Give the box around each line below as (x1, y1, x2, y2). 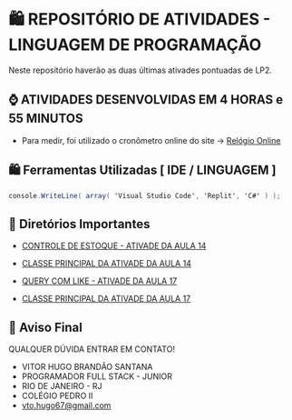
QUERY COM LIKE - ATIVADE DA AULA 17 (21, 275, 178, 286)
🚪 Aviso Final (8, 319, 83, 335)
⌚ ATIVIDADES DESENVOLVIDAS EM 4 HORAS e (8, 92, 284, 107)
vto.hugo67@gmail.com (21, 400, 112, 411)
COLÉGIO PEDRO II (21, 390, 93, 402)
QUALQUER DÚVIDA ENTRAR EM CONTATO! (8, 344, 176, 355)
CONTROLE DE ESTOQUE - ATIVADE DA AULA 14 (21, 240, 207, 252)
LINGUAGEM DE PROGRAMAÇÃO (8, 35, 262, 55)
